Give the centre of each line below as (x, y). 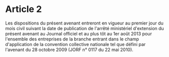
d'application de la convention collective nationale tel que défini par (75, 44)
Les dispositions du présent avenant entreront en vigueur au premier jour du (84, 23)
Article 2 (23, 9)
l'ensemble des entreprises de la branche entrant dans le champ (72, 39)
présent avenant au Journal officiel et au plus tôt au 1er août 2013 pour (79, 33)
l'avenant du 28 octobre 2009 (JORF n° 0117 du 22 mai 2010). (69, 49)
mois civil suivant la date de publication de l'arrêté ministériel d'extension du (84, 28)
